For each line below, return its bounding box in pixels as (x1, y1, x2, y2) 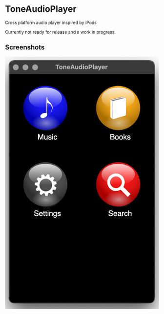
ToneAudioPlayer (5, 3, 77, 15)
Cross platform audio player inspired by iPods (5, 20, 97, 25)
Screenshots (5, 43, 45, 52)
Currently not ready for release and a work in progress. (5, 29, 116, 35)
